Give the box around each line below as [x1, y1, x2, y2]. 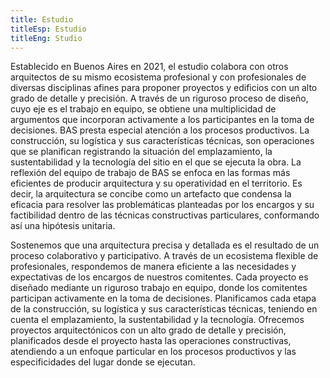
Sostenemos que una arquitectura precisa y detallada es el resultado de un [10, 239, 320, 251]
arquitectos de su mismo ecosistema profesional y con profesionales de [10, 71, 307, 83]
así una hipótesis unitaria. [10, 220, 116, 232]
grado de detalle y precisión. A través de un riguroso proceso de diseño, [10, 92, 309, 105]
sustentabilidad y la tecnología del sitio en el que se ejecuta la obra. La [10, 156, 302, 168]
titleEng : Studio [10, 33, 83, 43]
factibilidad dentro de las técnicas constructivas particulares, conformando [10, 209, 320, 221]
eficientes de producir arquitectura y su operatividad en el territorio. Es [10, 177, 303, 190]
